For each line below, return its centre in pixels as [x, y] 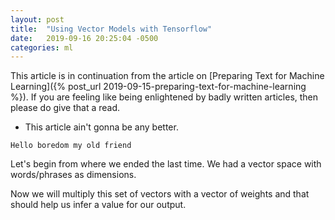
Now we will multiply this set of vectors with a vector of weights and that [160, 194]
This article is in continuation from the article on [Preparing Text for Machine [167, 76]
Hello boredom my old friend [71, 146]
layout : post [37, 19]
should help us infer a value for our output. [98, 205]
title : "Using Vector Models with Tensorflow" [111, 29]
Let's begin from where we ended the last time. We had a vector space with [166, 164]
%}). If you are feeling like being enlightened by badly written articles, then [164, 97]
